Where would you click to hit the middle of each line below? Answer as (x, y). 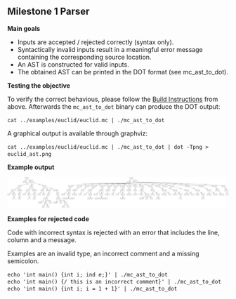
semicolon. (23, 261)
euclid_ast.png (29, 154)
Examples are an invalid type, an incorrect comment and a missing (103, 253)
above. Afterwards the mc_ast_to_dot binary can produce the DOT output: (114, 106)
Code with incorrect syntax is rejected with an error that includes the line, (113, 232)
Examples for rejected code (48, 219)
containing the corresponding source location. (84, 57)
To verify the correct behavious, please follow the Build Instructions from (113, 99)
